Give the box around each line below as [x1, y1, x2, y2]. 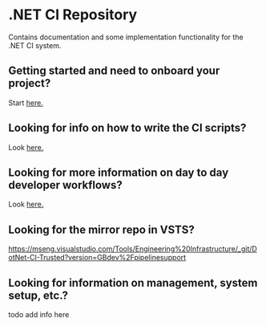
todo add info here [8, 310, 70, 319]
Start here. [8, 98, 44, 108]
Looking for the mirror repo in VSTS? [8, 222, 195, 236]
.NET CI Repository [8, 6, 138, 24]
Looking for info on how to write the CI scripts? [8, 121, 247, 135]
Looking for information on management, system [8, 275, 258, 290]
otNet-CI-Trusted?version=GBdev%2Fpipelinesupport [8, 253, 187, 263]
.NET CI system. [8, 40, 62, 50]
